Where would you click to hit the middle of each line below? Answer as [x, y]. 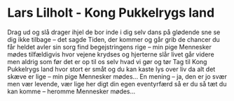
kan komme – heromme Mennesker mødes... [71, 91]
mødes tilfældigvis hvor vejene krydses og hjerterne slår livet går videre [111, 54]
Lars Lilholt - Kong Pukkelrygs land [111, 13]
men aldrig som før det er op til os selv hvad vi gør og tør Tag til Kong [107, 61]
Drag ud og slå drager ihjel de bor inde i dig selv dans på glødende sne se [114, 32]
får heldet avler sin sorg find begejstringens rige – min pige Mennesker [110, 47]
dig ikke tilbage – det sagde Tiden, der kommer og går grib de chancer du [114, 39]
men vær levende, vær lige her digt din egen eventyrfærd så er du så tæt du [117, 84]
